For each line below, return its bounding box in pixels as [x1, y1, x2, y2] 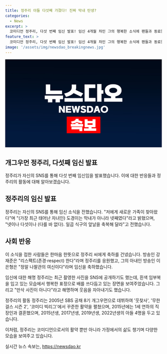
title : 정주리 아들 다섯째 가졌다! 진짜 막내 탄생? [5, 8, 97, 13]
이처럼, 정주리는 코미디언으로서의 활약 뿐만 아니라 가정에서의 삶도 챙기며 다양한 [5, 326, 158, 333]
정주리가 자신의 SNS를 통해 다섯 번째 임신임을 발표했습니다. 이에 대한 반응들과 [5, 173, 156, 178]
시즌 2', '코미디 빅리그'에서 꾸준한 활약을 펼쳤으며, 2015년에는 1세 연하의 [14, 303, 154, 309]
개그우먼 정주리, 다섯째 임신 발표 [5, 158, 98, 167]
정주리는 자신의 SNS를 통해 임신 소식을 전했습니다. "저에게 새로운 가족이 [5, 209, 145, 215]
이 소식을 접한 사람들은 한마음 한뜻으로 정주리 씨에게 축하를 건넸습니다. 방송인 [5, 251, 155, 257]
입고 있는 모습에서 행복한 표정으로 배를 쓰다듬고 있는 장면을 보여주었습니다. [10, 280, 155, 286]
